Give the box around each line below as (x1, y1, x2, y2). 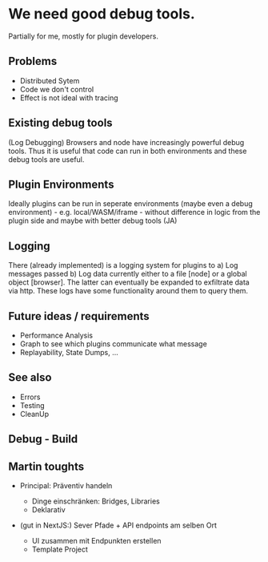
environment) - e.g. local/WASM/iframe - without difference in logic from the (8, 208, 261, 217)
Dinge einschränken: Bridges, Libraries (31, 496, 160, 506)
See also (8, 370, 52, 385)
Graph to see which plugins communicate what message (19, 339, 208, 349)
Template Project (31, 544, 88, 554)
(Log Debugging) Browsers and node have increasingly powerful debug (8, 137, 245, 147)
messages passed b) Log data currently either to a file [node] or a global (8, 269, 247, 279)
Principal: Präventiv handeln (19, 481, 113, 491)
